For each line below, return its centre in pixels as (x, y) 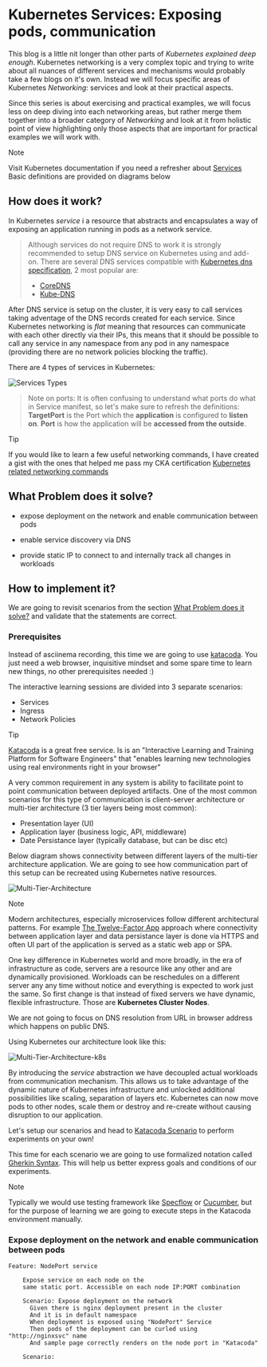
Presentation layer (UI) (57, 823)
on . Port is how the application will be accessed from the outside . (137, 423)
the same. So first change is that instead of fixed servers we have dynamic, (132, 994)
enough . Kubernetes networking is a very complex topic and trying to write (131, 62)
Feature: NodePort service (53, 1266)
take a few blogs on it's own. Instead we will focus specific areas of (119, 79)
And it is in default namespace (83, 1315)
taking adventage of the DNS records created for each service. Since (122, 317)
